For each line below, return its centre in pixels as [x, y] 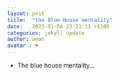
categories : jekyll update [46, 33]
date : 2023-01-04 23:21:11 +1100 [58, 26]
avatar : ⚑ [23, 46]
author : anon [26, 39]
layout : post [26, 13]
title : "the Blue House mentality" [60, 20]
